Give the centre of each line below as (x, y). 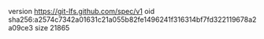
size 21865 (52, 28)
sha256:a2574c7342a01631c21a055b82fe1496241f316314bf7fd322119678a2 (132, 19)
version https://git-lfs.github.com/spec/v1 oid (82, 11)
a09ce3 (21, 28)
